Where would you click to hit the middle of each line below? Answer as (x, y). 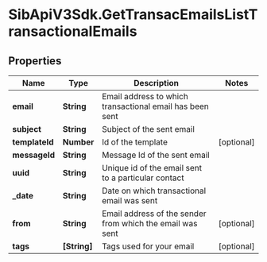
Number (78, 142)
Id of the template (135, 142)
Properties (35, 61)
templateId (33, 142)
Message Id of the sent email (156, 155)
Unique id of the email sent (152, 168)
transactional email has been (155, 106)
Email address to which (145, 96)
